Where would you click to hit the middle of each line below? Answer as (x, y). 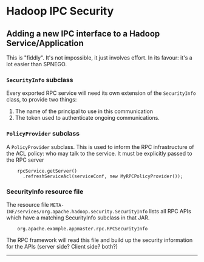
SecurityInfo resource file (45, 191)
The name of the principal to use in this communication (84, 111)
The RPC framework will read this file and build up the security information (100, 240)
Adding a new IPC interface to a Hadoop (83, 34)
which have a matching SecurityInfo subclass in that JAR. (78, 218)
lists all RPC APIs (170, 211)
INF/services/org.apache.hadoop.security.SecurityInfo (77, 212)
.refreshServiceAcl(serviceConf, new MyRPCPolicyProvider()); (103, 176)
